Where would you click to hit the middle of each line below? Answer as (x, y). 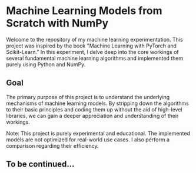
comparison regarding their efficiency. (52, 145)
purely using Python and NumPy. (46, 64)
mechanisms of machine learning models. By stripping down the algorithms (98, 103)
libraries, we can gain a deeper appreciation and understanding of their (92, 116)
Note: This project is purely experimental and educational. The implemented (98, 133)
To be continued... (40, 164)
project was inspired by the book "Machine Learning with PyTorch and (91, 46)
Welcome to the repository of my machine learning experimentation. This (95, 39)
